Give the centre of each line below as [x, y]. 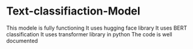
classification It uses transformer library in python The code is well [89, 34]
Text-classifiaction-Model [73, 11]
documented [22, 41]
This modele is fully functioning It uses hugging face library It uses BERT [97, 28]
